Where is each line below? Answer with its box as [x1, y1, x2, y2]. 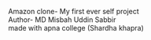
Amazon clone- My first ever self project [8, 7, 139, 16]
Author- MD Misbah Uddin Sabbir [8, 15, 116, 24]
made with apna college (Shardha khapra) [8, 24, 144, 32]
